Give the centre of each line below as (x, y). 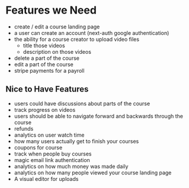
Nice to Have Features (47, 89)
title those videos (44, 46)
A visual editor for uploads (46, 179)
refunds (24, 128)
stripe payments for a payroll (49, 70)
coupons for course (38, 147)
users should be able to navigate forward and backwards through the (98, 116)
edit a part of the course (44, 64)
